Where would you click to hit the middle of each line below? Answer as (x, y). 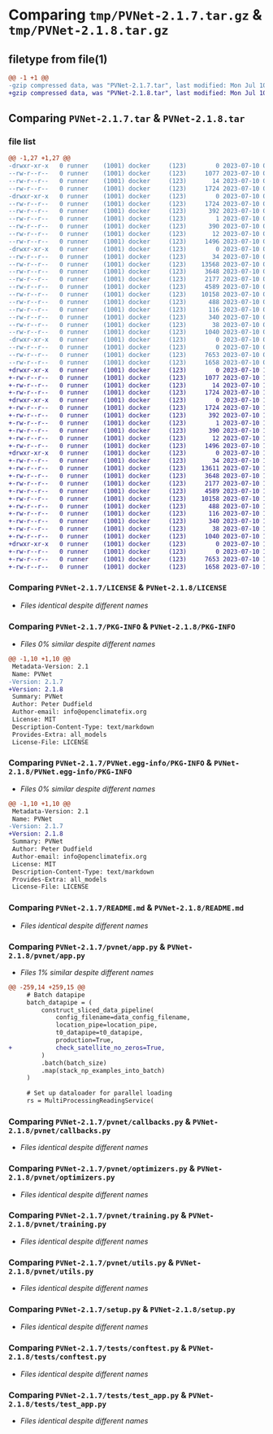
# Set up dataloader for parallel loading (100, 1093)
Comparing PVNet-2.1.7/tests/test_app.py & (97, 1395)
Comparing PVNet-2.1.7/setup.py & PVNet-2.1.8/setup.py (122, 1310)
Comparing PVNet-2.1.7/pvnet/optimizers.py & (102, 1169)
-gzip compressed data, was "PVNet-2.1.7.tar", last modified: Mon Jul (132, 85)
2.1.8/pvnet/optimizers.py (62, 1178)
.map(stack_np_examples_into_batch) (103, 1070)
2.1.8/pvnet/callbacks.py (60, 1131)
